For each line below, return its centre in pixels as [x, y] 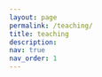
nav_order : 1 [33, 58]
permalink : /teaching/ [51, 26]
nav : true [27, 50]
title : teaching [39, 34]
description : [33, 42]
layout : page [33, 17]
